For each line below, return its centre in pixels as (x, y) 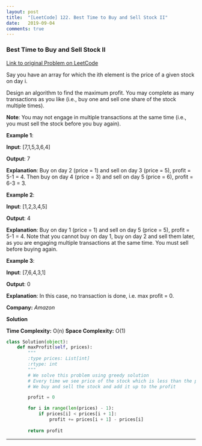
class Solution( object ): (37, 342)
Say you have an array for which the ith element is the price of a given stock (100, 74)
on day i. (17, 81)
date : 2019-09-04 (31, 23)
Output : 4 (19, 218)
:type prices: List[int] (59, 359)
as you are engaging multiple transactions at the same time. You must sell (97, 242)
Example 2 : (20, 195)
